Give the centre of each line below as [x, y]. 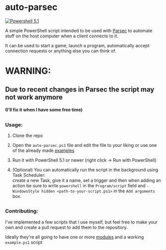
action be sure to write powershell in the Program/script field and [79, 185]
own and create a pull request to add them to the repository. [66, 227]
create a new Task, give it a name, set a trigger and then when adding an [86, 180]
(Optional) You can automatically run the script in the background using [85, 170]
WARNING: [28, 71]
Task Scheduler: [29, 175]
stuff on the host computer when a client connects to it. [62, 36]
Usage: [14, 125]
